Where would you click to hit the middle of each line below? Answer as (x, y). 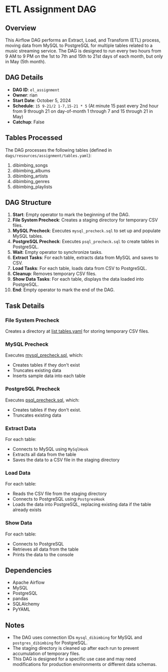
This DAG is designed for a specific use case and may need (74, 659)
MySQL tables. (28, 236)
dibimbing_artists (30, 176)
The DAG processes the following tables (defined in (59, 150)
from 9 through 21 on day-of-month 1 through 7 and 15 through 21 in (83, 111)
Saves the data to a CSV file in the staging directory (66, 460)
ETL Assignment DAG (51, 9)
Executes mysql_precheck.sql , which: (44, 355)
